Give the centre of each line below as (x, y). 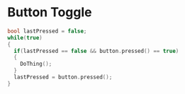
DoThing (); (36, 64)
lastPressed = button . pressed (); (63, 77)
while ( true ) (25, 37)
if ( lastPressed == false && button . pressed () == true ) (96, 51)
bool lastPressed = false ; (47, 31)
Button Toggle (50, 12)
